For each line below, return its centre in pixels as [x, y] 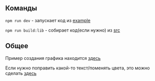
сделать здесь [21, 73]
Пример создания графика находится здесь [53, 58]
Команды [21, 8]
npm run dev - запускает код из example [48, 20]
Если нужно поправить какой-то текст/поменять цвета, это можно [78, 68]
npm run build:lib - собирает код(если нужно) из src [63, 30]
